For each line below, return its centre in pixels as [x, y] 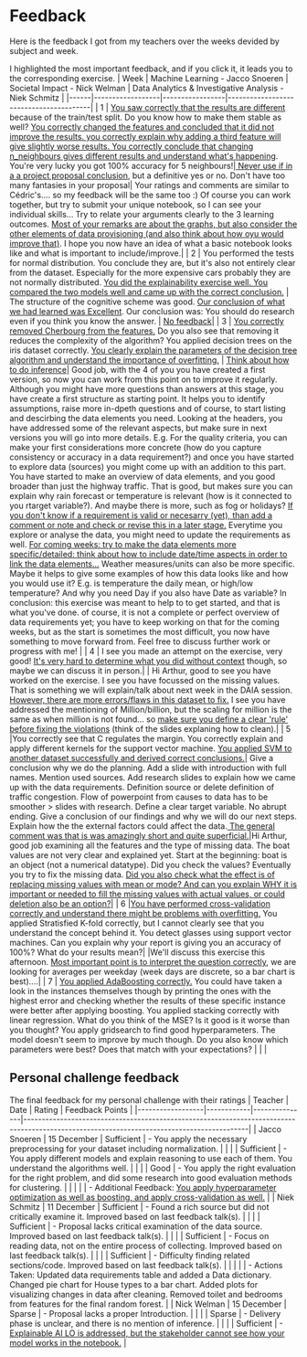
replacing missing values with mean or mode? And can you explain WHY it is [153, 884]
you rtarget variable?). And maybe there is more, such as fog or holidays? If [152, 505]
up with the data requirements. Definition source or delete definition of [142, 787]
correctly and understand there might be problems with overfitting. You [143, 913]
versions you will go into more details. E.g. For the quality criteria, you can [148, 437]
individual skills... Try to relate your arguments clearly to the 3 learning [142, 214]
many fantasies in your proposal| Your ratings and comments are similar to [149, 185]
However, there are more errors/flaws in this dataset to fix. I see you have [148, 699]
